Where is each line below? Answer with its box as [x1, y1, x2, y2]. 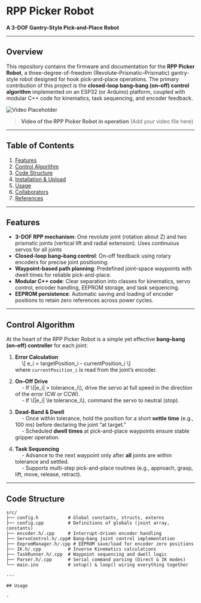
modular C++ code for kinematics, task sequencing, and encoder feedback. [6, 94, 193, 102]
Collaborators [14, 188, 49, 195]
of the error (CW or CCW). [14, 390, 80, 398]
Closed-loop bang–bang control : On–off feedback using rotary [14, 252, 172, 259]
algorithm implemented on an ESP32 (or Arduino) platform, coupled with [6, 88, 185, 95]
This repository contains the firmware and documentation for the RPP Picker [6, 63, 195, 70]
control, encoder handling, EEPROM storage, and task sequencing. [14, 284, 179, 291]
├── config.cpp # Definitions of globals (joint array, [6, 520, 170, 526]
